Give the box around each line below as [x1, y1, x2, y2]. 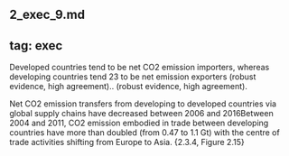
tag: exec [9, 38, 63, 53]
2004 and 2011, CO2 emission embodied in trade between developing [9, 117, 269, 129]
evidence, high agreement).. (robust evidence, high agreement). [9, 81, 248, 92]
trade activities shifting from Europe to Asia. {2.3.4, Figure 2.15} [9, 137, 246, 148]
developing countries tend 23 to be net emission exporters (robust [9, 71, 256, 82]
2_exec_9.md [9, 7, 86, 23]
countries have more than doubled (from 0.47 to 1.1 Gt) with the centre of [9, 127, 280, 138]
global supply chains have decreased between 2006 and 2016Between [9, 108, 274, 119]
